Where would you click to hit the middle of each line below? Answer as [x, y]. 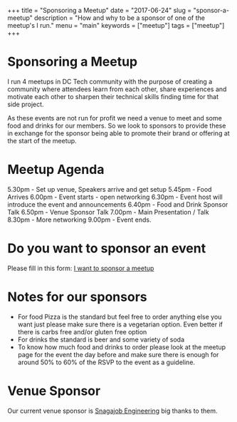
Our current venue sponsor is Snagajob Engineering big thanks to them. [113, 411]
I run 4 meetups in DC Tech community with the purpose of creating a [110, 81]
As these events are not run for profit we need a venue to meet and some [115, 118]
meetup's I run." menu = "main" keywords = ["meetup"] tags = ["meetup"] [116, 25]
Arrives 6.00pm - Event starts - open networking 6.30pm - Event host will [115, 197]
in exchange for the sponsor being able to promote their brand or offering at [118, 133]
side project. [26, 104]
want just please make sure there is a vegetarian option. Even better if [120, 324]
